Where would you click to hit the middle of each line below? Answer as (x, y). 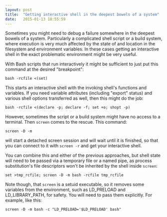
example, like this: (24, 201)
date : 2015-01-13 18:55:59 (35, 19)
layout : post (19, 10)
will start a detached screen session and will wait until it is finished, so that (82, 141)
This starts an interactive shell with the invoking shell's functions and (76, 88)
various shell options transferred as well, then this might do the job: (74, 98)
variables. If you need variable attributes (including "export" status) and (79, 93)
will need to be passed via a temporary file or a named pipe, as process (79, 161)
